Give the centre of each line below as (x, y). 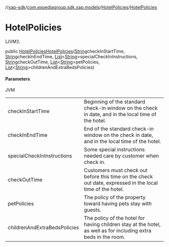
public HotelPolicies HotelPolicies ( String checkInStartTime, (65, 51)
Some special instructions (114, 149)
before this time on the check (118, 177)
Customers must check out (116, 171)
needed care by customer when (121, 156)
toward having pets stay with (118, 204)
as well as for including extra (118, 231)
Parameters (18, 79)
